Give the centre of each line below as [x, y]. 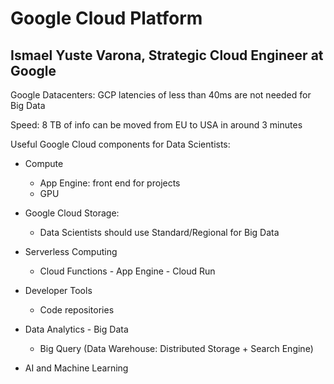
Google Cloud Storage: [72, 213]
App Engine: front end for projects [110, 183]
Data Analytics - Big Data [76, 329]
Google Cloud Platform [106, 18]
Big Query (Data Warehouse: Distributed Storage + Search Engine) [176, 348]
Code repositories [77, 310]
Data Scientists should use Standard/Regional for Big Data [159, 232]
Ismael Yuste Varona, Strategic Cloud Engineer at [167, 55]
